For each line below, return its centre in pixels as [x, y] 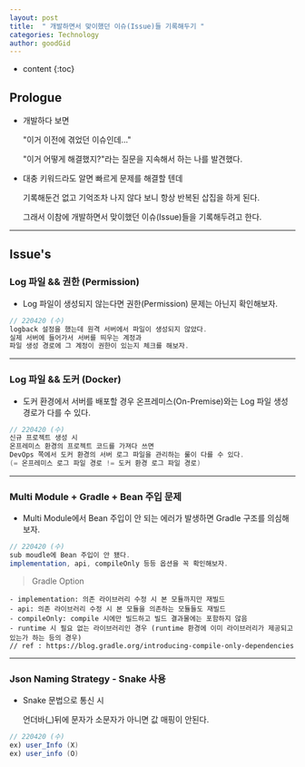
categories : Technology [54, 34]
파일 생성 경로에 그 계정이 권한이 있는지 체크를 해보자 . [99, 346]
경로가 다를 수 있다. [56, 412]
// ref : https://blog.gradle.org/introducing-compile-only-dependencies [152, 645]
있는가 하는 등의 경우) [46, 638]
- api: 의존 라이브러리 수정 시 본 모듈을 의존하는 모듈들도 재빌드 [118, 609]
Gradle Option [58, 581]
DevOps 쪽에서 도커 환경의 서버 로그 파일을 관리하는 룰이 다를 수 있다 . [127, 455]
